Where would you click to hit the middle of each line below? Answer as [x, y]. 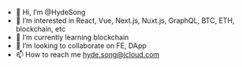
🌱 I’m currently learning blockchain [72, 37]
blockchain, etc [40, 29]
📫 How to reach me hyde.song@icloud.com [87, 54]
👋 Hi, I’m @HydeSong [50, 12]
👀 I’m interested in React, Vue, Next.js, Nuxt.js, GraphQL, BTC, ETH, [125, 20]
